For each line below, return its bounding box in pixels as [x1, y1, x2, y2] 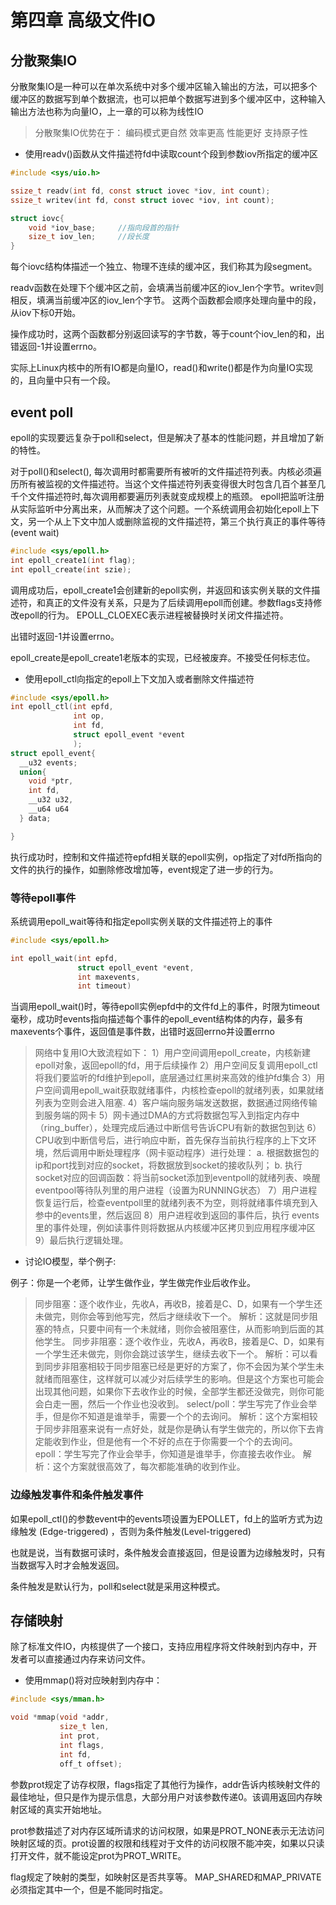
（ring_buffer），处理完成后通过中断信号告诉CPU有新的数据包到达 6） [34, 1122, 322, 1134]
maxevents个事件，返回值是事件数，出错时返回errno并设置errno [10, 1026, 275, 1038]
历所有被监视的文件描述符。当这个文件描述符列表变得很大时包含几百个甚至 [10, 477, 317, 490]
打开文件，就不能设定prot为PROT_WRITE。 [10, 1849, 187, 1861]
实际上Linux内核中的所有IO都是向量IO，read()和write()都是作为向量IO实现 [10, 362, 313, 374]
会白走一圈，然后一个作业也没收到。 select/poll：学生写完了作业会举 [34, 1398, 318, 1410]
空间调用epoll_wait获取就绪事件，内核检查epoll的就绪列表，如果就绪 [43, 1084, 325, 1096]
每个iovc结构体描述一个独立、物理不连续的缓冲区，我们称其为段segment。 [10, 261, 318, 273]
